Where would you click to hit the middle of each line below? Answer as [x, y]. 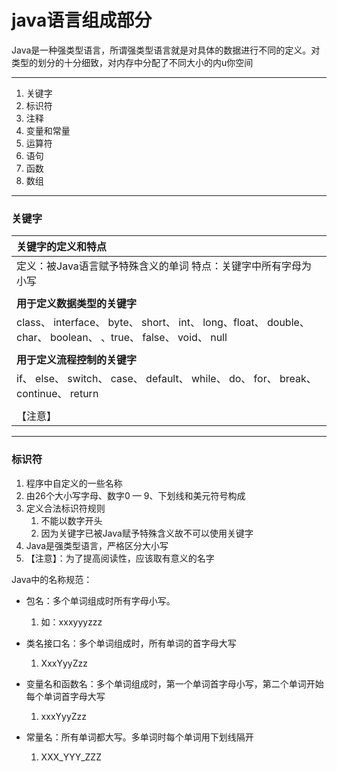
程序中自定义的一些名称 [74, 483]
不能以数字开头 [71, 520]
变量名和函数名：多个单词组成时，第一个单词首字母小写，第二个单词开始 [174, 683]
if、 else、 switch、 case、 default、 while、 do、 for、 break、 [166, 379]
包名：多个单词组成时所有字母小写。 [100, 600]
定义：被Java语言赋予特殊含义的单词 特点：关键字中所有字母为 [164, 266]
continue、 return [57, 394]
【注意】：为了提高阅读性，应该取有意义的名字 [120, 558]
